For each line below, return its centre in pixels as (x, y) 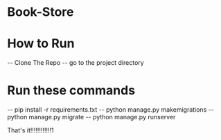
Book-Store (41, 12)
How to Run (41, 44)
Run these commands (71, 91)
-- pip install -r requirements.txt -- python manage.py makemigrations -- (111, 110)
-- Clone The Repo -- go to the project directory (76, 63)
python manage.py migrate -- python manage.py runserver (91, 117)
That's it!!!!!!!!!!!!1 (30, 130)
